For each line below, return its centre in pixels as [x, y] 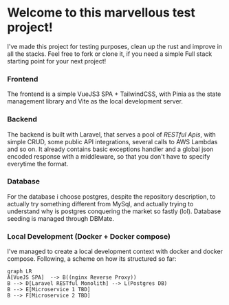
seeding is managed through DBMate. [61, 218]
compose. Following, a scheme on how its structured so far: [92, 259]
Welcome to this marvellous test [101, 13]
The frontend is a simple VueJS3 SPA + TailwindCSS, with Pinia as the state [114, 94]
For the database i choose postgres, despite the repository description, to [111, 196]
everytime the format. [38, 164]
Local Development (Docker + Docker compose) [89, 236]
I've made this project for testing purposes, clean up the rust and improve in [115, 46]
